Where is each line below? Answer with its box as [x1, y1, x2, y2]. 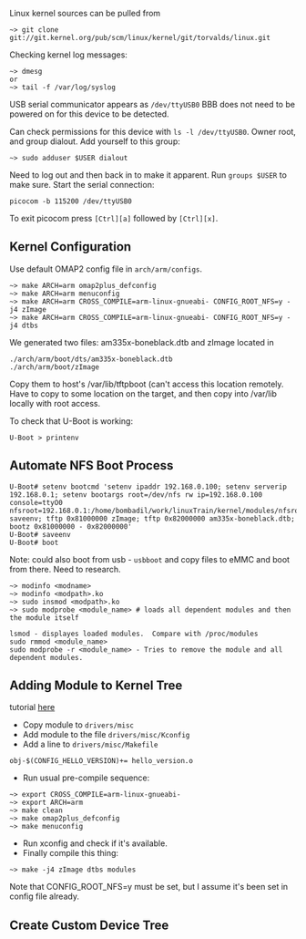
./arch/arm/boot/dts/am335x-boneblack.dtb [9, 355, 173, 364]
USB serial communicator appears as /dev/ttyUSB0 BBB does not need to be [9, 99, 296, 109]
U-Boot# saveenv [9, 530, 71, 539]
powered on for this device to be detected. [9, 108, 170, 119]
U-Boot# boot [9, 538, 59, 547]
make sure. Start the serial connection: [9, 180, 155, 190]
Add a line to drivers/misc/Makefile [22, 738, 158, 750]
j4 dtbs [9, 321, 39, 330]
